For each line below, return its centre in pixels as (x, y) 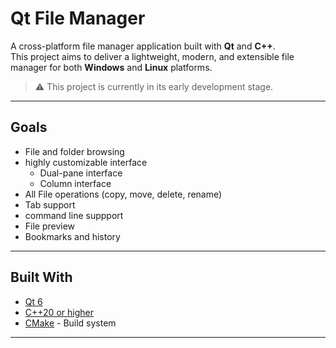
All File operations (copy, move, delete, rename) (123, 194)
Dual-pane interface (81, 173)
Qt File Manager (78, 18)
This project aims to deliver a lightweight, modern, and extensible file (152, 56)
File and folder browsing (74, 151)
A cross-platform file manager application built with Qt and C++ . (143, 46)
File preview (50, 226)
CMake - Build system (70, 323)
